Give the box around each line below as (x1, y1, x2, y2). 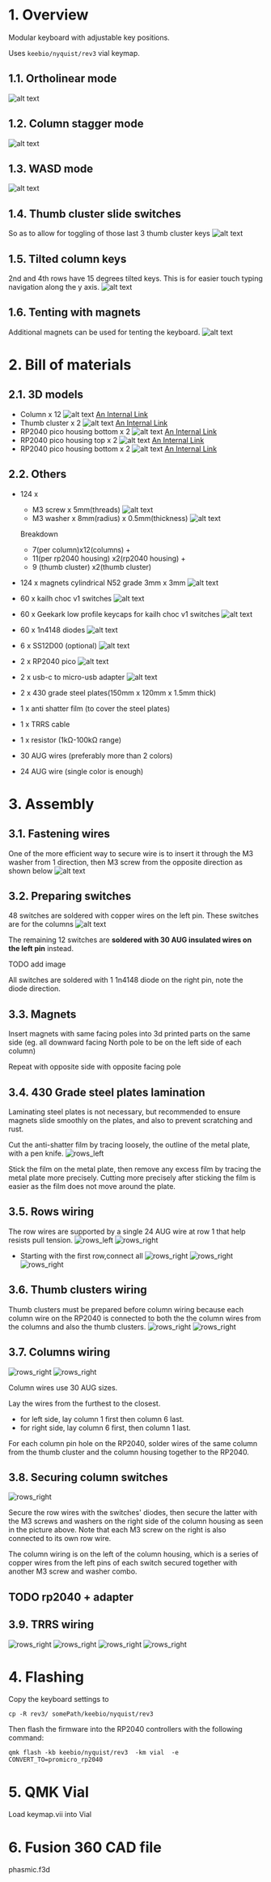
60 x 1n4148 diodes (19, 625, 86, 635)
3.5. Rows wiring (8, 1205, 95, 1219)
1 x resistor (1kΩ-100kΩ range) (19, 734, 121, 744)
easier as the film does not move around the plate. (8, 1182, 176, 1191)
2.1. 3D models (8, 388, 83, 402)
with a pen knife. (8, 1148, 64, 1158)
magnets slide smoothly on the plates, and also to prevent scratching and (8, 1116, 253, 1126)
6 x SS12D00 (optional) (19, 640, 97, 650)
